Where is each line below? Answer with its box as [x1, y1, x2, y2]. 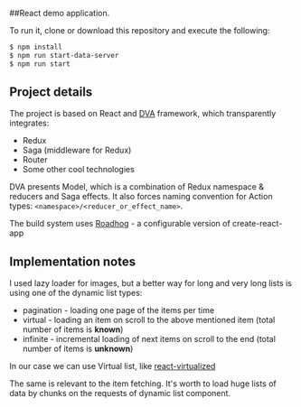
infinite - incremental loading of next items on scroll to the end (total [22, 334, 276, 345]
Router [22, 154, 48, 165]
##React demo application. [9, 8, 110, 18]
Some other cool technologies [22, 164, 136, 175]
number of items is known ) [22, 324, 124, 335]
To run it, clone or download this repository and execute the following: [9, 25, 270, 35]
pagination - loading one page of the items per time [22, 305, 215, 316]
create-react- [231, 218, 283, 229]
